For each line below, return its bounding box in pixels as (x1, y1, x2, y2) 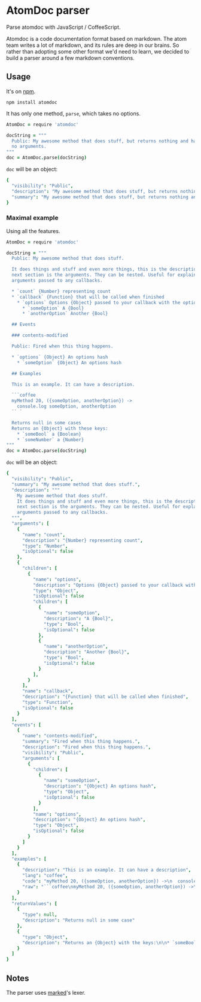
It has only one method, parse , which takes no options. (6, 109, 141, 117)
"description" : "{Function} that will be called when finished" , (22, 694, 188, 700)
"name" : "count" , (22, 531, 66, 538)
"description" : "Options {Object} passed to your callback (32, 582, 184, 588)
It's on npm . (6, 88, 36, 95)
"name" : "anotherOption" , (44, 644, 109, 650)
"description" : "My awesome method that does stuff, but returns (11, 188, 178, 194)
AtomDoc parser (6, 4, 90, 17)
